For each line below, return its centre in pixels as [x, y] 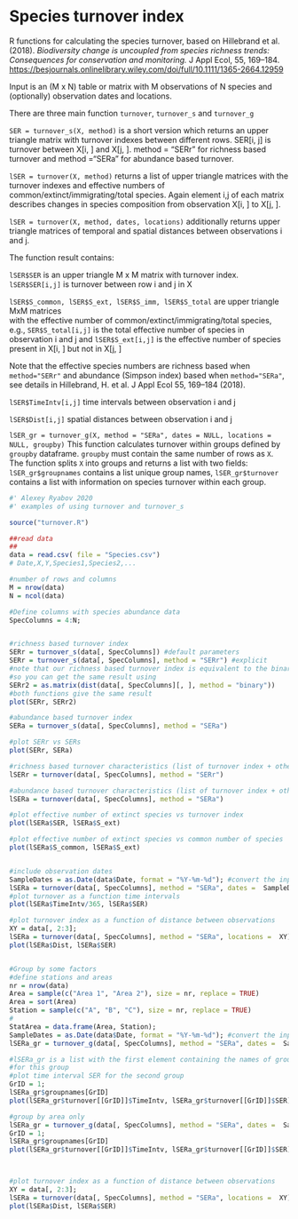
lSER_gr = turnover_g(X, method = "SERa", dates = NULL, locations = [141, 435]
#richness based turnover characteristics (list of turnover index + [141, 766]
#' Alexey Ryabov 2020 [51, 498]
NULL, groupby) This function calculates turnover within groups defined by [145, 444]
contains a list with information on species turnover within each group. [138, 482]
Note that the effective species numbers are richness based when [130, 365]
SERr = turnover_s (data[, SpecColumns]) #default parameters [125, 652]
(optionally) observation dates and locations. [91, 96]
